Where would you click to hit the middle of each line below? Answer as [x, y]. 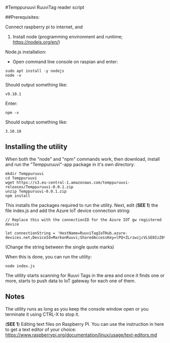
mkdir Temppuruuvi [25, 174]
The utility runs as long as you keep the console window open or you [77, 309]
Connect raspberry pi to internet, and [44, 27]
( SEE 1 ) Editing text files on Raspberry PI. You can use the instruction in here [85, 324]
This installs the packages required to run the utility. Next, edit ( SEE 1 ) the [82, 205]
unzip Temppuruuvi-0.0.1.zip [36, 191]
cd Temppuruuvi [21, 178]
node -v [13, 75]
